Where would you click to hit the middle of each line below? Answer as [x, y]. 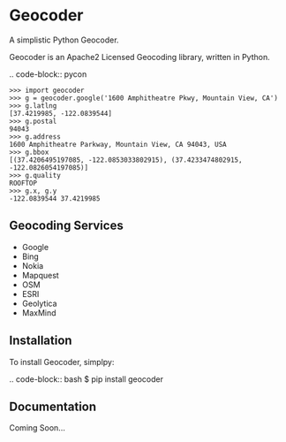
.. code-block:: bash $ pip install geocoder [87, 379]
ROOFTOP [23, 183]
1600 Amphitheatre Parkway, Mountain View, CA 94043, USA [118, 144]
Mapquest [40, 275]
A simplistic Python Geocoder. [64, 40]
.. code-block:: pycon [48, 74]
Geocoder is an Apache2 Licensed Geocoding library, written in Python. [140, 57]
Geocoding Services [66, 226]
